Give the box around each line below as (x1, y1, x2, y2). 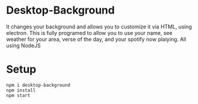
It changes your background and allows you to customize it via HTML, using (6, 23, 192, 30)
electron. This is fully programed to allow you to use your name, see (6, 29, 172, 36)
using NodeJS (6, 42, 41, 49)
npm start (6, 92, 31, 98)
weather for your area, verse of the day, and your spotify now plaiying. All (6, 35, 186, 43)
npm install (6, 87, 36, 93)
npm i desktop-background (6, 82, 70, 88)
